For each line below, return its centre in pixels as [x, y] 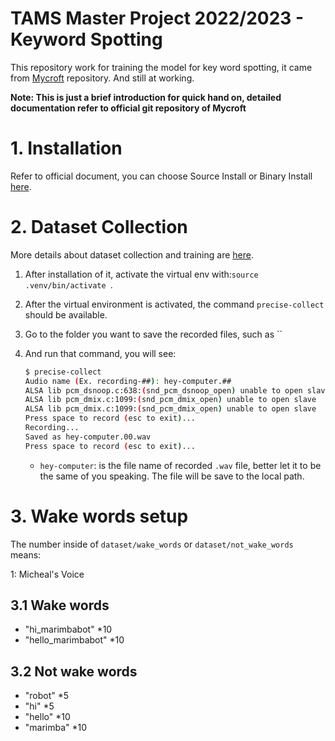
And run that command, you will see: [100, 353]
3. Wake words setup [99, 516]
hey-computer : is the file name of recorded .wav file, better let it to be [180, 465]
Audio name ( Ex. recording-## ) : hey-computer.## [128, 381]
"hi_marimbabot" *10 [68, 629]
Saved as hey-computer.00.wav [88, 437]
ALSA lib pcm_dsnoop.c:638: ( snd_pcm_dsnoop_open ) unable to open [163, 390]
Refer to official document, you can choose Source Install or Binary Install [161, 176]
